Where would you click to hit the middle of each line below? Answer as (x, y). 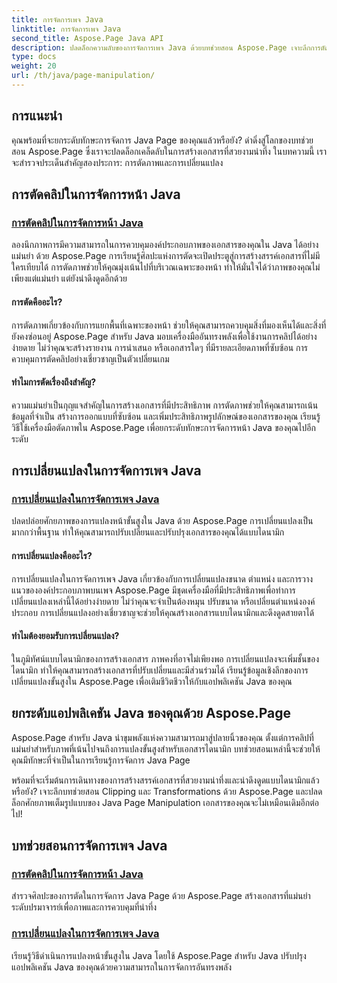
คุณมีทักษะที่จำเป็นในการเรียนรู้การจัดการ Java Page (101, 760)
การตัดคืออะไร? (37, 302)
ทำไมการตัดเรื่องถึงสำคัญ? (54, 382)
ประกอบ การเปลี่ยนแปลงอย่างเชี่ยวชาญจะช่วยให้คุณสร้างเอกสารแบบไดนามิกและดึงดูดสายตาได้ (163, 612)
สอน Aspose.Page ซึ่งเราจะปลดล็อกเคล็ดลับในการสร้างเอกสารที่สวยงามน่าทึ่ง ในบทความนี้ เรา (169, 151)
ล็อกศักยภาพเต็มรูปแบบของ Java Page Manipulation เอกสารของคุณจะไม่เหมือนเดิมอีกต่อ (165, 802)
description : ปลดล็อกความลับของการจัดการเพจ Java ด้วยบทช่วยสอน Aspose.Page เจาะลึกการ (166, 47)
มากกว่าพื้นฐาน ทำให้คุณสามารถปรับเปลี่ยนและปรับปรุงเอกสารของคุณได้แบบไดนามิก (148, 532)
